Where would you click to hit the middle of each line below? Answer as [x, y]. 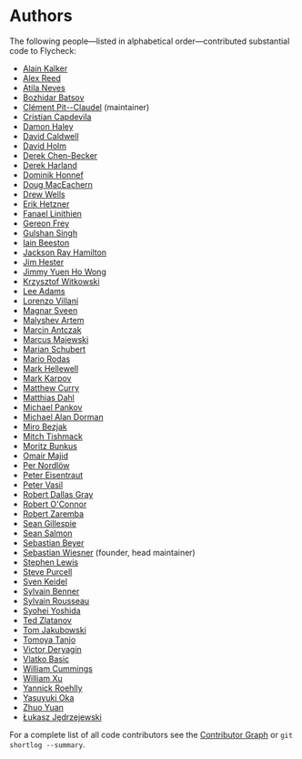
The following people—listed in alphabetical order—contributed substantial [150, 41]
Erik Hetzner [46, 204]
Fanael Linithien [52, 213]
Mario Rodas [46, 359]
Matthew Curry [51, 387]
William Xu [43, 678]
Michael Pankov [52, 407]
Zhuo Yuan [43, 707]
